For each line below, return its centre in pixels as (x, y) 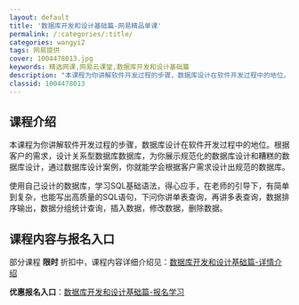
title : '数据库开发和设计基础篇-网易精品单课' (85, 26)
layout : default (39, 17)
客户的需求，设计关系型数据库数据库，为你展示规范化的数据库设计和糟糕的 (145, 156)
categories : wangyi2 (48, 42)
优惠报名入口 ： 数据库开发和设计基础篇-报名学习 (97, 292)
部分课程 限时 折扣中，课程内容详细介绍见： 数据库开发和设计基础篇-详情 (142, 262)
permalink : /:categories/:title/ (71, 34)
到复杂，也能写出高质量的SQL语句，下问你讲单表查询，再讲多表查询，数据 (145, 197)
